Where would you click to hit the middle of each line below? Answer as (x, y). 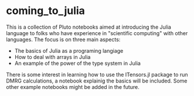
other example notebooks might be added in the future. (73, 87)
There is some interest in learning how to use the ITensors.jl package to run (97, 74)
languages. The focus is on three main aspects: (63, 39)
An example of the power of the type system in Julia (77, 63)
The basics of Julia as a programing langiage (69, 50)
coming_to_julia (45, 11)
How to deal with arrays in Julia (52, 57)
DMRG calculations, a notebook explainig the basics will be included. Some (97, 81)
